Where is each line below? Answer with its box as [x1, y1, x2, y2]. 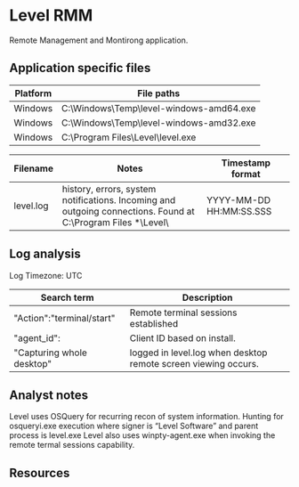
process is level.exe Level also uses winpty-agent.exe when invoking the [9, 430, 276, 441]
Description [182, 291, 233, 304]
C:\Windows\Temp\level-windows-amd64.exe [61, 101, 256, 114]
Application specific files [9, 61, 151, 76]
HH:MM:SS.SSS [206, 205, 272, 217]
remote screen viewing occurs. [129, 357, 260, 369]
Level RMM [9, 5, 93, 26]
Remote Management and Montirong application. [9, 35, 189, 45]
